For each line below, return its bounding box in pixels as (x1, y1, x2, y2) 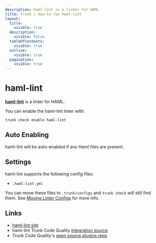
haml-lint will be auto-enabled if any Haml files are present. (5, 143, 124, 149)
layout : (5, 16, 21, 21)
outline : (9, 48, 27, 53)
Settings (5, 158, 32, 166)
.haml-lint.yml (12, 181, 43, 186)
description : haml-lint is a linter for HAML (5, 7, 99, 12)
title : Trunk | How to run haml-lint (5, 12, 82, 17)
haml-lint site (12, 222, 39, 228)
